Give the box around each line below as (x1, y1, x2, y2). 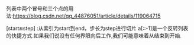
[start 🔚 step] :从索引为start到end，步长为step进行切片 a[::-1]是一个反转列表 (6, 25, 189, 32)
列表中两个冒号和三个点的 (6, 5, 69, 12)
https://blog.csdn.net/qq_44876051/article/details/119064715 (12, 12, 161, 19)
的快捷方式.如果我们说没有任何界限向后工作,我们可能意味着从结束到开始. (6, 32, 182, 39)
